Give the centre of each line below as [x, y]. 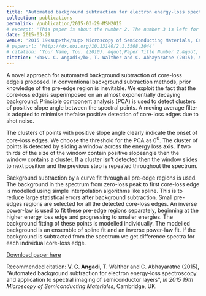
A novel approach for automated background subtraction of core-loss [94, 75]
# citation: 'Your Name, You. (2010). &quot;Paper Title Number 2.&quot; [103, 52]
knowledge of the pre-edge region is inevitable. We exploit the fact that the [101, 88]
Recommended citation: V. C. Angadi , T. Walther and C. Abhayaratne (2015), [103, 267]
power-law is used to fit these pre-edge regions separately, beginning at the [103, 211]
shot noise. [21, 121]
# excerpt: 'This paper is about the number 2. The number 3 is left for [103, 29]
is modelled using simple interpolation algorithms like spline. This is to [94, 191]
